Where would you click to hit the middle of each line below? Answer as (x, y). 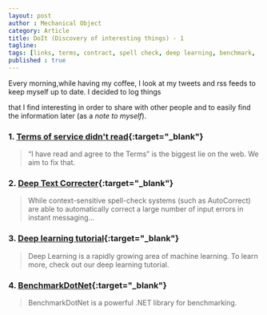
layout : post (30, 16)
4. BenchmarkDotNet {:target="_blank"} (88, 285)
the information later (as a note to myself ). (78, 115)
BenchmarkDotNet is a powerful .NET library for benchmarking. (132, 303)
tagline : (23, 46)
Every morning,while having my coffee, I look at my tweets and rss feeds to (132, 83)
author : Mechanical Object (55, 23)
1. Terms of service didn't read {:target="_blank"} (106, 136)
